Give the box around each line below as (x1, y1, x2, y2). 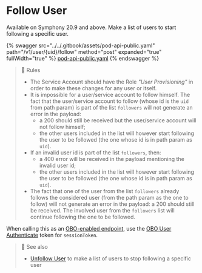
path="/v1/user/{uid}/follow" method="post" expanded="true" (6, 48, 162, 55)
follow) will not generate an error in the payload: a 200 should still (30, 200, 195, 208)
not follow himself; (39, 123, 86, 130)
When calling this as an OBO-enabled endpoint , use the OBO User (6, 225, 172, 232)
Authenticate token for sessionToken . (6, 231, 98, 238)
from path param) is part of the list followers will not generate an (30, 104, 193, 111)
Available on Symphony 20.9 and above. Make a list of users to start (6, 24, 177, 31)
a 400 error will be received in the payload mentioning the (39, 155, 185, 162)
